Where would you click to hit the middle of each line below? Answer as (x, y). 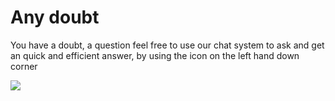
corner (24, 66)
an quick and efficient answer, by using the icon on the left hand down (155, 55)
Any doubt (55, 17)
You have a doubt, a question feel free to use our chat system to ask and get (167, 45)
